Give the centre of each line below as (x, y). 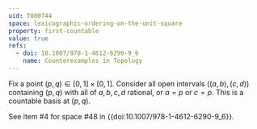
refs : (17, 46)
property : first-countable (54, 31)
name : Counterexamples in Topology (83, 61)
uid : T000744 (30, 16)
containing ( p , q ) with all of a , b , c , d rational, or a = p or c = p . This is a (126, 92)
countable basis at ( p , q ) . (50, 101)
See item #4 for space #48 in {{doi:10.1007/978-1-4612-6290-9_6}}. (121, 116)
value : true (28, 38)
